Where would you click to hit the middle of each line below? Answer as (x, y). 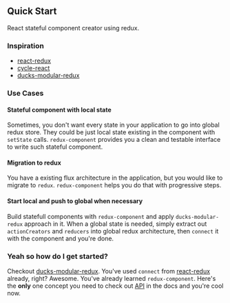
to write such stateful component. (55, 147)
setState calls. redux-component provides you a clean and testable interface (114, 140)
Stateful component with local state (59, 109)
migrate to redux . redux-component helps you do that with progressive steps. (114, 185)
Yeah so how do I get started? (57, 256)
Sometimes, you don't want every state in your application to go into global (114, 125)
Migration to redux (34, 163)
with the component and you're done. (61, 238)
